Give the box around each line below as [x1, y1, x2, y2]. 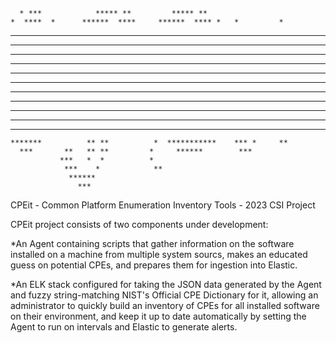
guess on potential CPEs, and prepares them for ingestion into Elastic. [10, 259, 298, 271]
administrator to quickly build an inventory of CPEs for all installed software [10, 300, 320, 311]
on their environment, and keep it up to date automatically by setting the [10, 310, 307, 322]
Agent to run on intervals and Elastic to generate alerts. [10, 321, 238, 333]
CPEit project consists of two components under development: [10, 219, 269, 230]
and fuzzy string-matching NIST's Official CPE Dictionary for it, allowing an [10, 289, 319, 301]
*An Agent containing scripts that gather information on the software [10, 238, 295, 249]
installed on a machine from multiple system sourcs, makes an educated [10, 249, 308, 260]
